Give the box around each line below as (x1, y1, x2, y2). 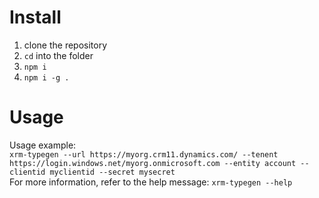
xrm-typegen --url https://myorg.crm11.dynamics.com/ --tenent (9, 149, 279, 160)
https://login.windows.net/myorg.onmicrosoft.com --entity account (9, 158, 297, 168)
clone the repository (23, 39, 108, 51)
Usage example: (9, 139, 77, 151)
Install (9, 6, 62, 29)
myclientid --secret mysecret (49, 167, 176, 177)
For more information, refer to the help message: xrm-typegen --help (9, 176, 293, 188)
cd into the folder (23, 49, 94, 61)
